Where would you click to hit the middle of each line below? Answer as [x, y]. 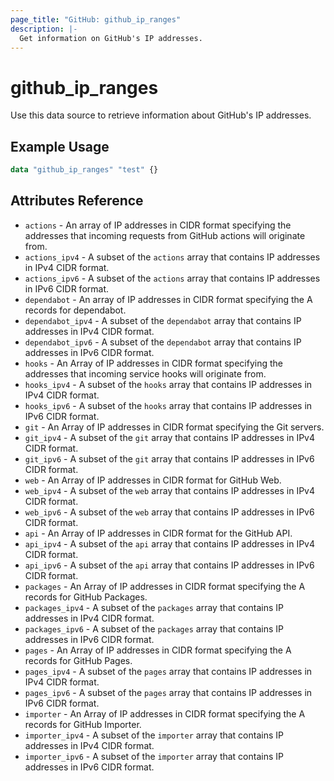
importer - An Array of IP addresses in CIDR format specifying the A [165, 713]
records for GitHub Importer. [83, 724]
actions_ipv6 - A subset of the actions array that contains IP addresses [172, 278]
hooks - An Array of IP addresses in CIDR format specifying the [153, 363]
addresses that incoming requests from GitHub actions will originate [165, 235]
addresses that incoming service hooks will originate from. [145, 373]
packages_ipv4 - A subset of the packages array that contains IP [154, 607]
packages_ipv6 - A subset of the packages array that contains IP [154, 628]
